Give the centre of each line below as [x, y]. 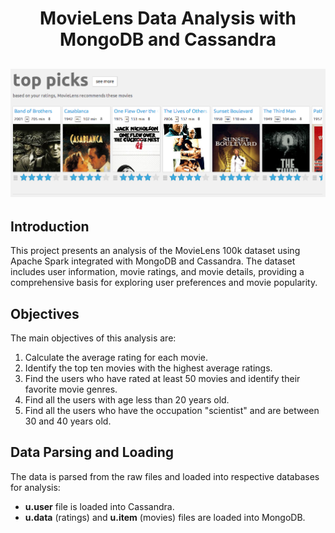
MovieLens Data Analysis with [168, 18]
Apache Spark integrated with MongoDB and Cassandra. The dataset [153, 261]
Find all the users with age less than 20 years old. [127, 400]
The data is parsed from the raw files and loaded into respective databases [165, 476]
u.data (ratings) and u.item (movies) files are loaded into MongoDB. [165, 517]
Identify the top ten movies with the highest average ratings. [148, 368]
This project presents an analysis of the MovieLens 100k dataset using [155, 251]
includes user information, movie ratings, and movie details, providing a [157, 272]
